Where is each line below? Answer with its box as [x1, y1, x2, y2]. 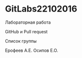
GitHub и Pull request [5, 29, 48, 34]
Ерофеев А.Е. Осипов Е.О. [5, 47, 58, 53]
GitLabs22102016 [5, 3, 78, 14]
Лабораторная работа [5, 19, 51, 25]
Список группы [5, 38, 37, 44]
